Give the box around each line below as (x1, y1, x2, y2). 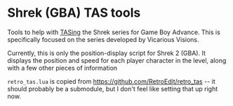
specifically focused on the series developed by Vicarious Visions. (7, 35, 199, 43)
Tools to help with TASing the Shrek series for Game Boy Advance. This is (7, 28, 221, 36)
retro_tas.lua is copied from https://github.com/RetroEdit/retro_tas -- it (7, 77, 215, 85)
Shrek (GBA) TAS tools (7, 5, 141, 21)
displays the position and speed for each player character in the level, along (7, 56, 227, 64)
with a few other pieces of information (7, 63, 118, 72)
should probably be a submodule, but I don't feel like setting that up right (7, 84, 218, 93)
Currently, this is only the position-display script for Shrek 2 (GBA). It (7, 49, 206, 57)
